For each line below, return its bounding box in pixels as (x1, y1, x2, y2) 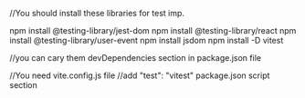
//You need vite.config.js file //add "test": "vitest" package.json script (9, 70, 270, 81)
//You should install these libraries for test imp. (9, 8, 185, 18)
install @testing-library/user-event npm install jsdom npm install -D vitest (9, 35, 284, 45)
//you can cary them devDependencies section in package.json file (9, 53, 262, 63)
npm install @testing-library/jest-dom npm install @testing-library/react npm (9, 25, 297, 35)
